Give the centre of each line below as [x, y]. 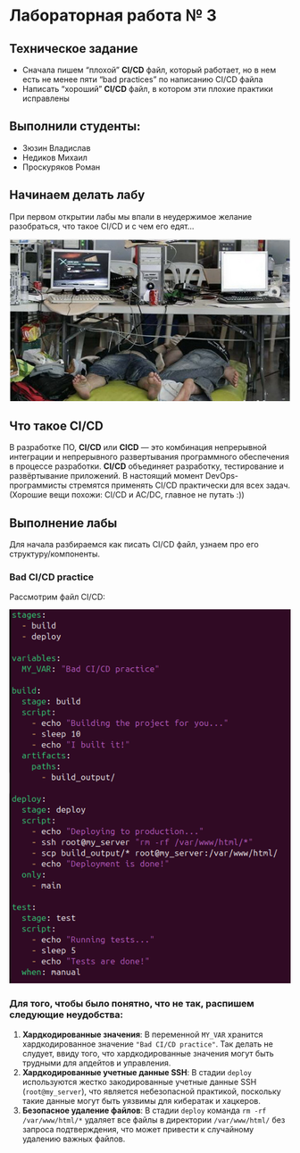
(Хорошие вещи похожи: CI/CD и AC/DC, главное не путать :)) [127, 495]
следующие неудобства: [66, 1015]
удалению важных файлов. [74, 1139]
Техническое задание [74, 49]
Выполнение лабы [63, 523]
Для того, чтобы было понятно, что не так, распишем [132, 1004]
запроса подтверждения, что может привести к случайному [138, 1129]
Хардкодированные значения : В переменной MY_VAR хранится [142, 1034]
